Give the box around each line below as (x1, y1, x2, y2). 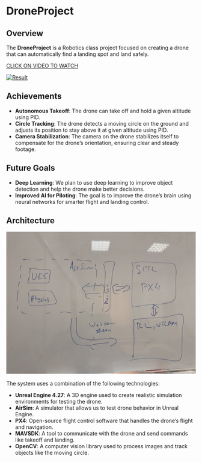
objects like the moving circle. (14, 449, 89, 457)
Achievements (6, 91, 62, 102)
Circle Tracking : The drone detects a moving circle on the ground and (14, 120, 189, 127)
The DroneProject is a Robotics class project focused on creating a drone (6, 44, 189, 51)
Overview (6, 28, 44, 38)
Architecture (6, 215, 55, 226)
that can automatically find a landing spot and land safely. (6, 51, 149, 58)
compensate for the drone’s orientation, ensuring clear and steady (14, 139, 179, 146)
